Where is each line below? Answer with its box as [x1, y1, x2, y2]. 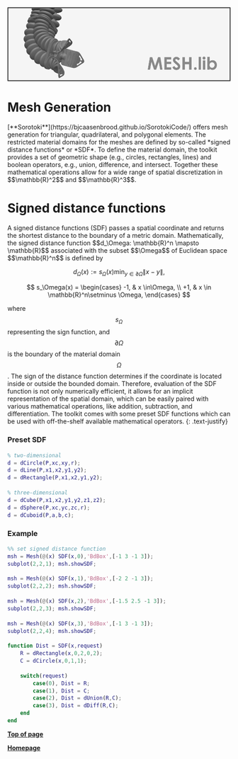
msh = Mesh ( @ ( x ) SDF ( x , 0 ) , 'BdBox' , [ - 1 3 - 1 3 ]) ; [7, 552, 154, 560]
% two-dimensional [7, 452, 62, 459]
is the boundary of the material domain [7, 350, 120, 358]
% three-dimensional [7, 489, 69, 496]
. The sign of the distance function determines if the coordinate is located [7, 372, 222, 381]
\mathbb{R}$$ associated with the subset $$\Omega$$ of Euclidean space [7, 246, 228, 254]
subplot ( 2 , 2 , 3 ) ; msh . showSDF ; [7, 605, 97, 612]
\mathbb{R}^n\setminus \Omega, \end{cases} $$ [47, 290, 191, 299]
